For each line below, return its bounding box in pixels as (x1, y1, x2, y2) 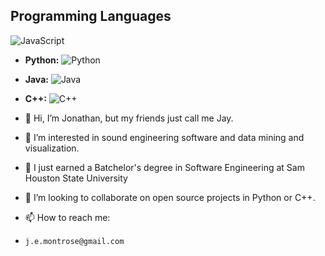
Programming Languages (10, 8, 172, 25)
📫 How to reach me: (24, 211, 111, 223)
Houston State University (24, 172, 128, 184)
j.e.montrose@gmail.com (24, 236, 125, 246)
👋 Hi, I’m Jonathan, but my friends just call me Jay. (24, 112, 234, 124)
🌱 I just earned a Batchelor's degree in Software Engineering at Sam (24, 161, 305, 173)
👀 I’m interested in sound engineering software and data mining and (24, 131, 305, 143)
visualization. (24, 142, 80, 154)
